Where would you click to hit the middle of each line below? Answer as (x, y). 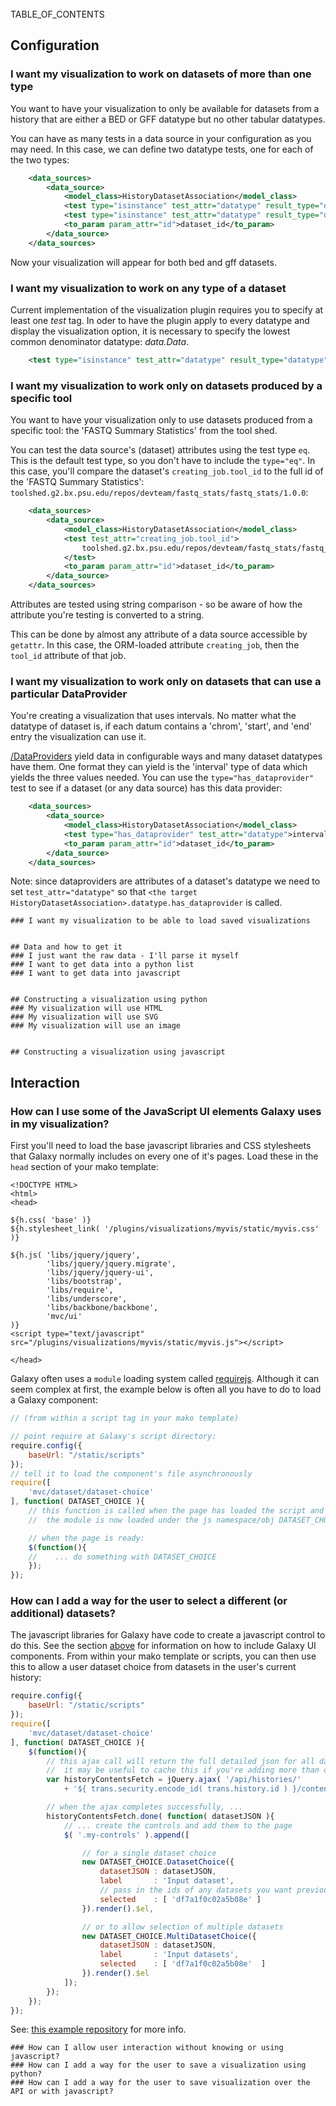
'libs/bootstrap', (84, 1282)
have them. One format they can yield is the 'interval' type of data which (159, 767)
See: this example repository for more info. (98, 2029)
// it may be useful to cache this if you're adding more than (183, 1770)
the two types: (40, 159)
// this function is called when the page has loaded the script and (176, 1511)
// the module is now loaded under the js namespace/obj (151, 1520)
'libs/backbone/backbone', (102, 1308)
